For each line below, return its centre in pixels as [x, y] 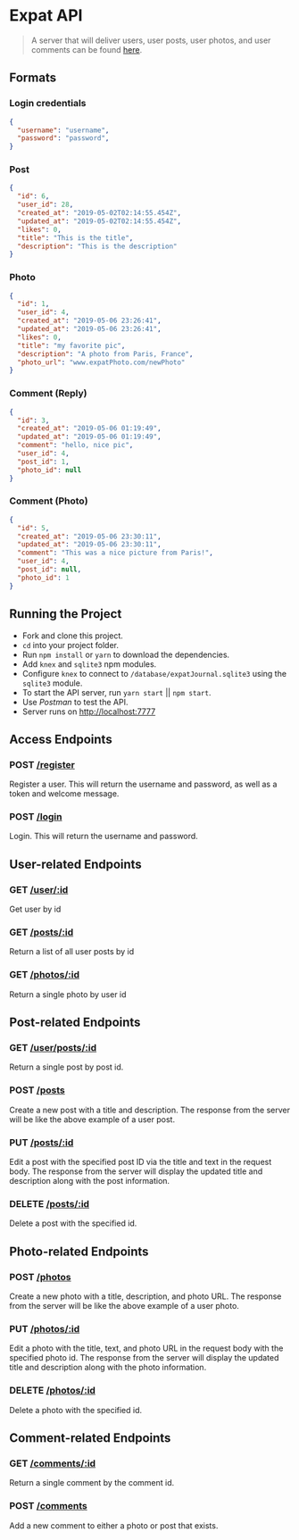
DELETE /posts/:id [50, 1203]
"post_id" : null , [50, 570]
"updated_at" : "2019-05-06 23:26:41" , [90, 329]
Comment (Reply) [48, 394]
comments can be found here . [87, 49]
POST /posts [37, 1090]
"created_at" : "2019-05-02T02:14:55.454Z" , [99, 213]
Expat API [46, 16]
